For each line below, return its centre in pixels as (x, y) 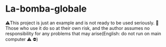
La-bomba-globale (46, 9)
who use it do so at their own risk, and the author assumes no (85, 28)
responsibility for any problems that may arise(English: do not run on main (83, 33)
